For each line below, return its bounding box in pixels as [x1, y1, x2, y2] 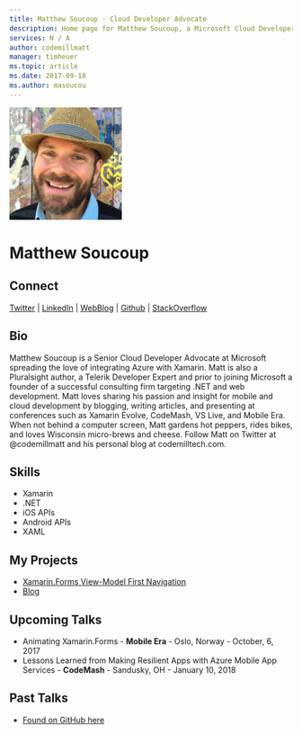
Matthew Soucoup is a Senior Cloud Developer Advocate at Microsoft [9, 352, 267, 363]
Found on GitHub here [22, 714, 105, 725]
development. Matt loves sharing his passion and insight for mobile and [9, 390, 274, 401]
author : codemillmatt [9, 43, 91, 52]
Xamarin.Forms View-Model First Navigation [22, 577, 187, 587]
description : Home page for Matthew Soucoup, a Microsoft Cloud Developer [9, 23, 296, 33]
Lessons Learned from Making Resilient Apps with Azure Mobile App [22, 655, 277, 666]
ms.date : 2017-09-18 [9, 72, 87, 81]
